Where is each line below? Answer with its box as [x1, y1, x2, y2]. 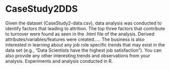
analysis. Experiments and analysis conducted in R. [5, 58, 113, 64]
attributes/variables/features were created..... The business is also [5, 36, 144, 42]
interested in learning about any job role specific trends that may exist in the [5, 41, 165, 48]
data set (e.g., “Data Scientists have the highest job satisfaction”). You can [5, 47, 162, 53]
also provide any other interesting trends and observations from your [5, 52, 151, 59]
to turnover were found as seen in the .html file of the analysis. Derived [5, 31, 155, 37]
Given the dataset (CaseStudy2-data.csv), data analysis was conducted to [5, 20, 162, 26]
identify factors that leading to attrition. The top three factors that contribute [5, 25, 165, 31]
